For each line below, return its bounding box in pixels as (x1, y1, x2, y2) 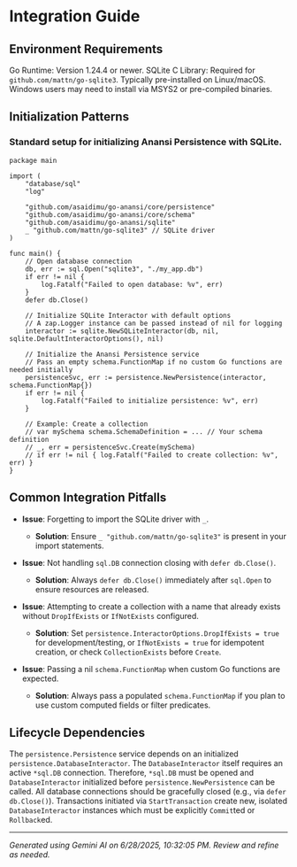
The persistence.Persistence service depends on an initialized (9, 748, 239, 759)
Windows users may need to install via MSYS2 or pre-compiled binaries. (9, 84, 272, 94)
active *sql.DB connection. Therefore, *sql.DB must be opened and (9, 768, 255, 778)
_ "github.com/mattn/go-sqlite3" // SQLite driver (25, 226, 216, 235)
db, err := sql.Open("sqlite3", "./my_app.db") (25, 264, 203, 274)
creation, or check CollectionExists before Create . (34, 646, 222, 657)
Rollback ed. (9, 815, 53, 825)
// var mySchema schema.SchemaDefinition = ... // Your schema (25, 427, 263, 436)
